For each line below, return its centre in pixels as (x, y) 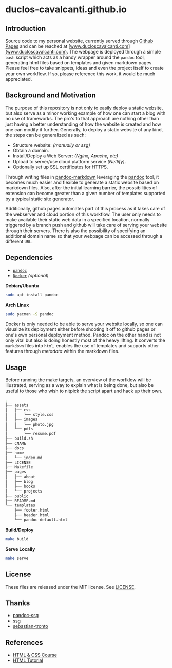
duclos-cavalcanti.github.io (66, 10)
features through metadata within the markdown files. (62, 351)
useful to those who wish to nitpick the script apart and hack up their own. (84, 391)
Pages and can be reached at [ (38, 46)
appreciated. (19, 79)
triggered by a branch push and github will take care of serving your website (86, 225)
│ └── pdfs (19, 429)
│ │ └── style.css (30, 415)
